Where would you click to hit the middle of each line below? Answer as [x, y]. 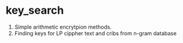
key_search [35, 10]
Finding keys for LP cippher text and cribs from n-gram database [95, 33]
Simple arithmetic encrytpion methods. [63, 27]
